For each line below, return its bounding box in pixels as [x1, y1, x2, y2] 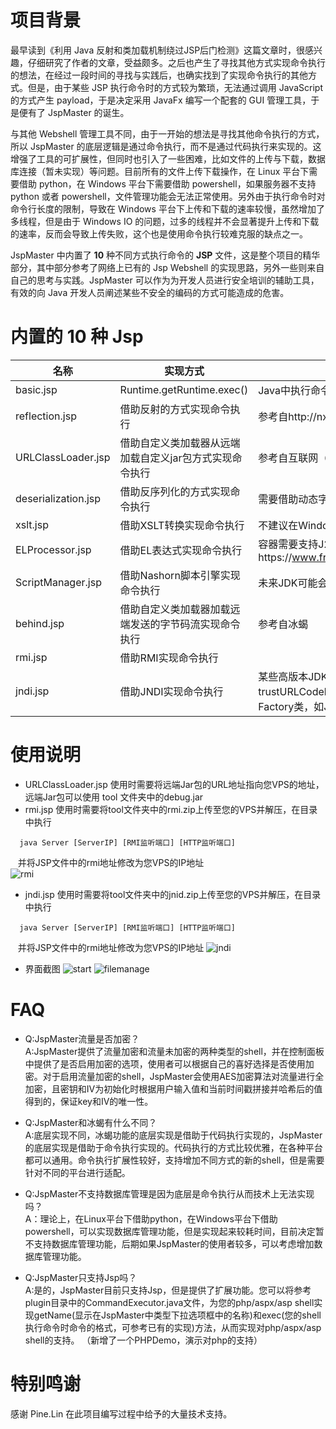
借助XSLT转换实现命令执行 [119, 518, 245, 532]
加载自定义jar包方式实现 [119, 451, 233, 465]
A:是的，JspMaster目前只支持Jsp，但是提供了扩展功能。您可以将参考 [24, 1284, 312, 1296]
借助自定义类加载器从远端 [119, 436, 241, 450]
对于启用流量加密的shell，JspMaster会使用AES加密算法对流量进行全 [42, 1070, 325, 1082]
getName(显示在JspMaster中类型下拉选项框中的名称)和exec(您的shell [33, 1309, 322, 1321]
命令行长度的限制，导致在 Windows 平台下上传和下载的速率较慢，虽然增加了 [10, 202, 325, 215]
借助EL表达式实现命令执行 [119, 543, 243, 557]
